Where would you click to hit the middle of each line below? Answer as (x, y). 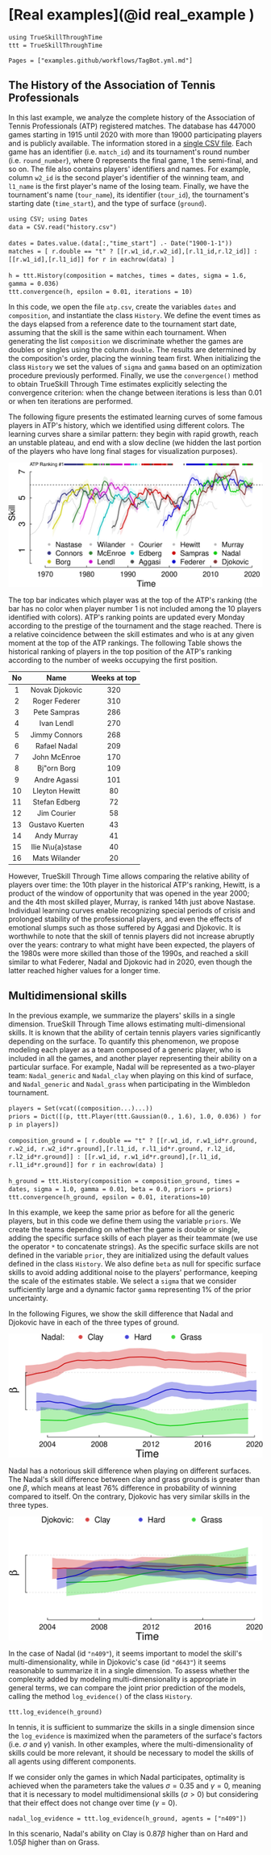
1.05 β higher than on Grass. (54, 1842)
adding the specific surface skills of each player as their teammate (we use (133, 1238)
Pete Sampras (57, 712)
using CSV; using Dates (48, 219)
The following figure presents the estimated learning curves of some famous (135, 417)
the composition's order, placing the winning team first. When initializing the (135, 358)
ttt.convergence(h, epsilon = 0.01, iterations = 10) (101, 292)
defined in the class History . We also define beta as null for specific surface (135, 1263)
